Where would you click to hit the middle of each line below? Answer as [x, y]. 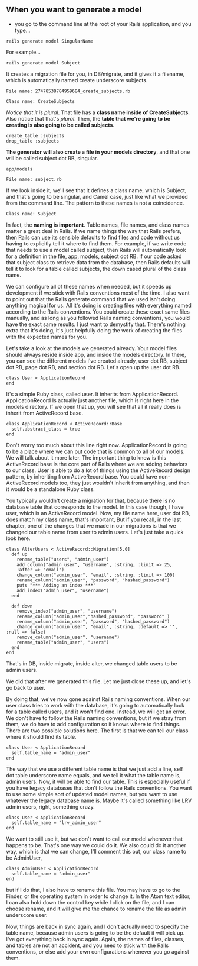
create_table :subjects [35, 135]
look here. [18, 538]
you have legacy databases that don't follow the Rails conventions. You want [99, 788]
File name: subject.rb [34, 179]
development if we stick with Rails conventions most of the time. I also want [98, 293]
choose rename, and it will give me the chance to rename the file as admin [96, 909]
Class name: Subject [32, 214]
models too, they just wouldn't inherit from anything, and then [115, 483]
